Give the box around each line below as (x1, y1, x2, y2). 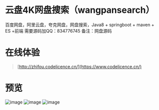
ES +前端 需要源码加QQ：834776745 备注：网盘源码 (5, 28, 112, 34)
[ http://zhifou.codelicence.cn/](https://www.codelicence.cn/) (17, 64, 142, 70)
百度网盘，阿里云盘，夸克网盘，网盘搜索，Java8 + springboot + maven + (5, 22, 155, 28)
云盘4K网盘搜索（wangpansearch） (5, 4, 155, 16)
